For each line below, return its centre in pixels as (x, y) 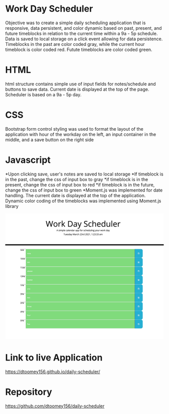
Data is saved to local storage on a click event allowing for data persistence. (84, 39)
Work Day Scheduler (49, 9)
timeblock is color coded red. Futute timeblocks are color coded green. (79, 49)
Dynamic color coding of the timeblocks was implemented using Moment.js (83, 201)
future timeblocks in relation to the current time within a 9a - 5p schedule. (81, 33)
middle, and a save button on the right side (50, 140)
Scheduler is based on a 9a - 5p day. (43, 94)
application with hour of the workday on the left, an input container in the (81, 134)
